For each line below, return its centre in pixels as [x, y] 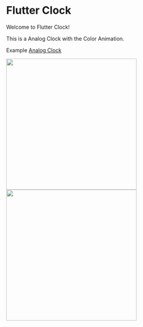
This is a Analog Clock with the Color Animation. [65, 38]
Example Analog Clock [34, 50]
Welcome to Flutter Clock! [38, 27]
